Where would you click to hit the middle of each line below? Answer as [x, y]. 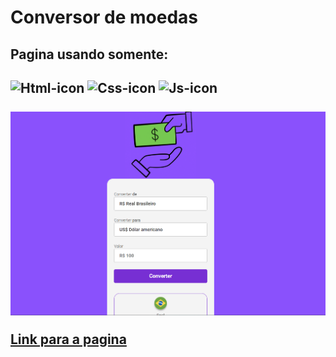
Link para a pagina [68, 339]
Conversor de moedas [104, 17]
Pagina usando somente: [89, 54]
